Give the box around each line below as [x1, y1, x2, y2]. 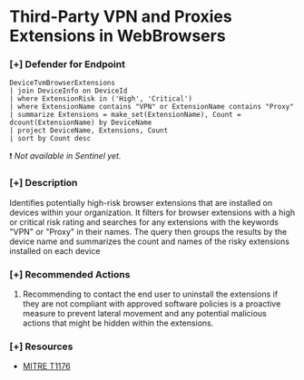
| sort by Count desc [9, 134, 92, 143]
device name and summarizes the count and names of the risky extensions [9, 236, 290, 247]
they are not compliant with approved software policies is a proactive [22, 298, 281, 309]
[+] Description [9, 177, 78, 190]
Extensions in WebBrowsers [9, 25, 226, 46]
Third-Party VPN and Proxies [9, 6, 233, 27]
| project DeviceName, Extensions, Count [9, 126, 169, 135]
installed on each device [9, 245, 101, 256]
